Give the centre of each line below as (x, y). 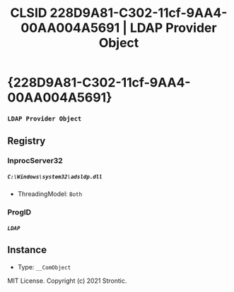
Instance (27, 250)
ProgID (19, 212)
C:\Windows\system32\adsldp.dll (55, 177)
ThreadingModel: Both (50, 194)
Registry (27, 141)
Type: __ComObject (44, 267)
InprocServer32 (35, 161)
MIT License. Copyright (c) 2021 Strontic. (67, 281)
